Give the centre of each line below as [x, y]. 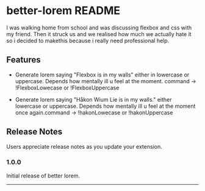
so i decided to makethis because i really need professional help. [88, 40]
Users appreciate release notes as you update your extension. [85, 146]
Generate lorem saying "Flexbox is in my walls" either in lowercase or [102, 75]
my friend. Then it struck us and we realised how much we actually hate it [99, 34]
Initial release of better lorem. [43, 176]
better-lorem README [63, 11]
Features [23, 60]
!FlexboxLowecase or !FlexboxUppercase [67, 88]
